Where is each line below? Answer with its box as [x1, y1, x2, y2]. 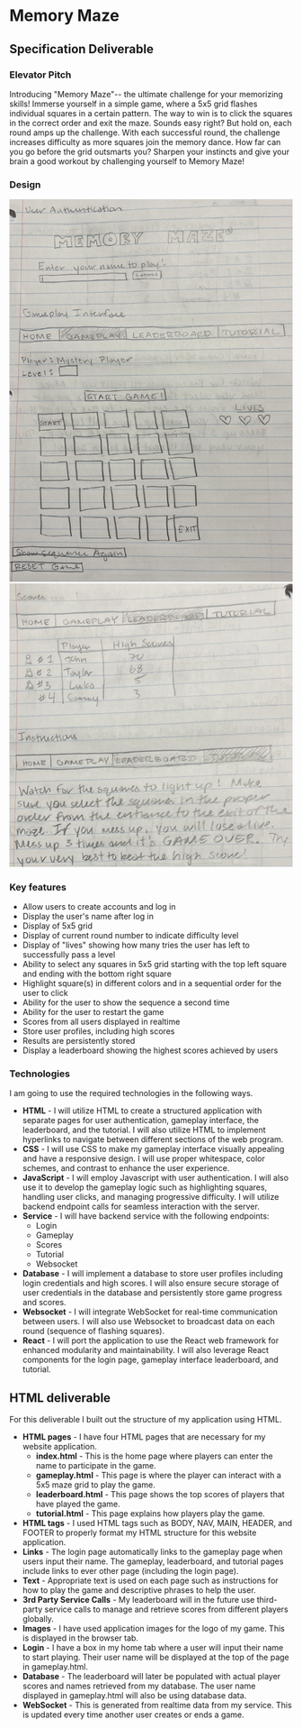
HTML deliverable [9, 1390, 111, 1405]
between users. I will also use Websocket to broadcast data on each [22, 1316, 276, 1327]
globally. [22, 1614, 54, 1624]
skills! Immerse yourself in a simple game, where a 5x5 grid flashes [9, 98, 258, 109]
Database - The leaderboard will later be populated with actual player [22, 1671, 281, 1682]
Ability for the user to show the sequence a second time [22, 997, 231, 1008]
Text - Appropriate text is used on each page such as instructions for [22, 1575, 279, 1587]
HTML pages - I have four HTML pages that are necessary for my [22, 1432, 266, 1442]
